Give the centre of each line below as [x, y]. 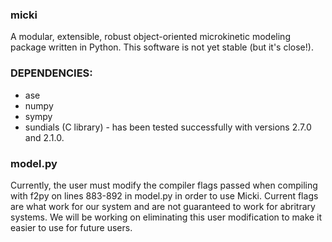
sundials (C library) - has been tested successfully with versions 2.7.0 [168, 127]
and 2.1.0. [44, 137]
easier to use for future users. [71, 227]
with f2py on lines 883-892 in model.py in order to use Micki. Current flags [164, 195]
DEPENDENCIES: [51, 73]
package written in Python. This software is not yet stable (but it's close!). [162, 47]
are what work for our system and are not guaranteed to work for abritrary [163, 206]
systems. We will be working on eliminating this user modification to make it [166, 217]
